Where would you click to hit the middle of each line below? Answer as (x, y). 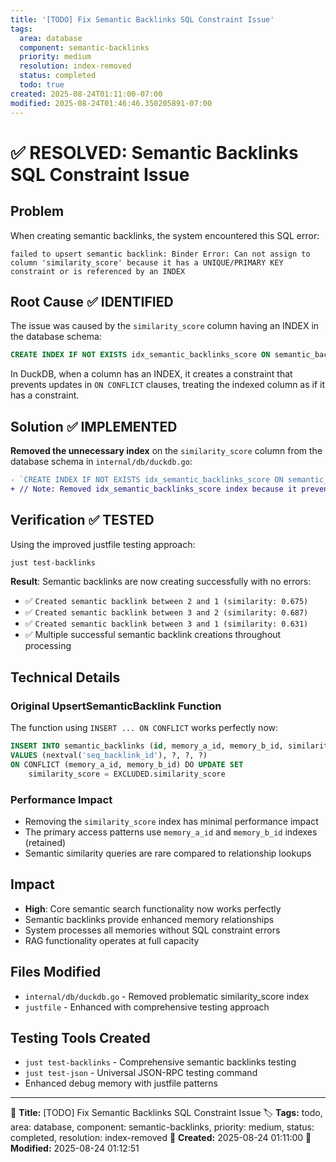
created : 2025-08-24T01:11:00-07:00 (86, 94)
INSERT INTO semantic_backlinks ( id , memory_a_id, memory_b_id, (147, 746)
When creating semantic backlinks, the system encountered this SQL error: (165, 235)
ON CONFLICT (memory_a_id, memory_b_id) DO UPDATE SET (127, 764)
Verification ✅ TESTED (82, 520)
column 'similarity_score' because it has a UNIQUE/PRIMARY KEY (147, 262)
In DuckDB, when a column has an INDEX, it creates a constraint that (151, 374)
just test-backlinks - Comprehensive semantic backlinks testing (160, 1062)
